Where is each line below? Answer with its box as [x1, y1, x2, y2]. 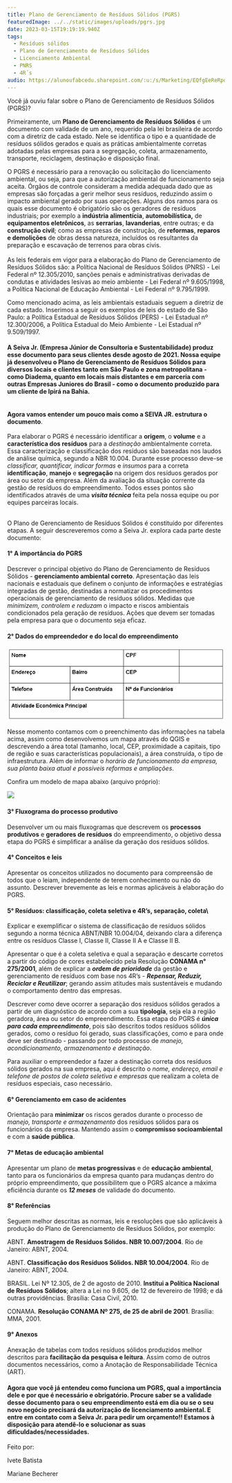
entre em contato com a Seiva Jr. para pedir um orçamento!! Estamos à [7, 1413, 215, 1421]
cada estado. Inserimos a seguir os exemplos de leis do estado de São [7, 305, 209, 314]
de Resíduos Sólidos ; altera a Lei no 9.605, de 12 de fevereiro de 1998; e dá [7, 1286, 223, 1294]
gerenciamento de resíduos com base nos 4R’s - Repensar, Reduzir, [7, 972, 202, 980]
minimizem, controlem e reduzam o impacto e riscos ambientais [7, 601, 189, 609]
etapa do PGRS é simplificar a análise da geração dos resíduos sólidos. [7, 837, 210, 845]
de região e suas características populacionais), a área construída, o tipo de [7, 749, 223, 758]
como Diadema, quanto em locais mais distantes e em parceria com [7, 373, 205, 381]
